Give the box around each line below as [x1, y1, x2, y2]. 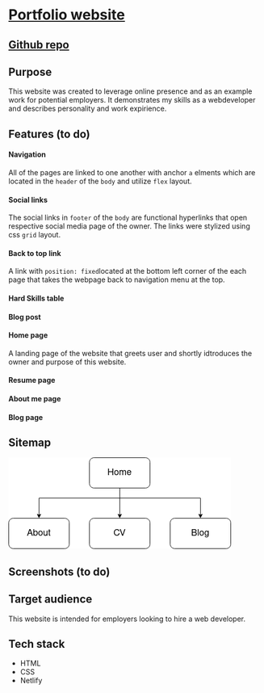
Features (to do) [8, 127, 90, 141]
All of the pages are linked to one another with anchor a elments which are [8, 167, 256, 177]
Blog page [8, 412, 44, 422]
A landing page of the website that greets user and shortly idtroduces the [8, 348, 253, 358]
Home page [8, 330, 48, 340]
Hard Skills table [8, 293, 65, 303]
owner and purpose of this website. [8, 357, 127, 367]
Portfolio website [8, 6, 125, 24]
